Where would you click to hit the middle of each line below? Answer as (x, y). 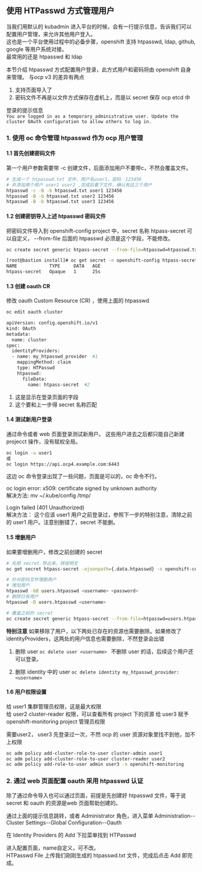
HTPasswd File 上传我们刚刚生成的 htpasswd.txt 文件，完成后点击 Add (93, 855)
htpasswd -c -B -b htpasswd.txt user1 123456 (64, 191)
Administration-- (175, 815)
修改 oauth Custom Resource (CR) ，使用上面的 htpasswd (78, 301)
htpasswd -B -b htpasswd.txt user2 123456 (60, 196)
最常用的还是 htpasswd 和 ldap (44, 57)
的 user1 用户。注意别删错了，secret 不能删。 (62, 522)
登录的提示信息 (25, 110)
